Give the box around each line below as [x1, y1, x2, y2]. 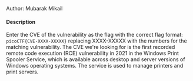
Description [6, 18, 36, 25]
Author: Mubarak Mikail [6, 5, 63, 12]
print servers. [6, 68, 39, 75]
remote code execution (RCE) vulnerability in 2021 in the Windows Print [6, 50, 179, 57]
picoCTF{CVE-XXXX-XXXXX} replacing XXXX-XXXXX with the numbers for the [6, 37, 187, 44]
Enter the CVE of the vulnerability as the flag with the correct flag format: [6, 31, 184, 38]
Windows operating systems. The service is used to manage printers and [6, 62, 184, 69]
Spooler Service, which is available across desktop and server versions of [6, 56, 185, 63]
